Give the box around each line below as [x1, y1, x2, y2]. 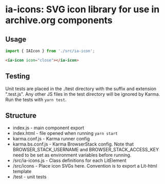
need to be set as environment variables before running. [12, 152, 132, 158]
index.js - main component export [12, 125, 85, 131]
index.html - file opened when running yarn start [12, 130, 118, 136]
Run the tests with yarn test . [5, 96, 67, 103]
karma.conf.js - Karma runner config [12, 136, 90, 142]
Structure [5, 111, 37, 120]
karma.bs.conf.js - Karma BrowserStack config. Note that [12, 141, 134, 147]
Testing [5, 72, 30, 80]
